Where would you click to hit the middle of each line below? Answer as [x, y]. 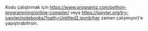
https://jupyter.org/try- [105, 12]
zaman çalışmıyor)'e [122, 18]
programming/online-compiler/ [37, 12]
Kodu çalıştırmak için [27, 7]
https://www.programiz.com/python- [88, 7]
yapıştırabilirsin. [22, 23]
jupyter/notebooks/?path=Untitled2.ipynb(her [53, 18]
